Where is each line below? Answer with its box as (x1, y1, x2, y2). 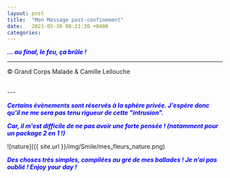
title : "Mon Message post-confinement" (7, 16, 125, 23)
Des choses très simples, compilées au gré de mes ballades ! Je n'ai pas (7, 155, 218, 164)
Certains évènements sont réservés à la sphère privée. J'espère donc (7, 101, 210, 110)
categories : (7, 29, 41, 36)
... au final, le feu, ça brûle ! (7, 48, 87, 56)
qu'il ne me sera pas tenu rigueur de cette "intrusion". (7, 109, 164, 117)
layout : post (7, 10, 44, 17)
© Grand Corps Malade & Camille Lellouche (7, 68, 131, 76)
